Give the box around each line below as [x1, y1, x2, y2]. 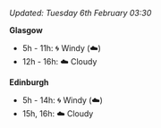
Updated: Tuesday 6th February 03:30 [9, 8, 152, 18]
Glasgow [9, 25, 43, 35]
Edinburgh [9, 77, 49, 88]
